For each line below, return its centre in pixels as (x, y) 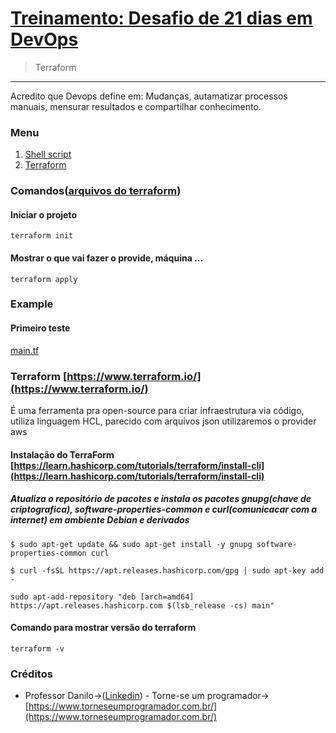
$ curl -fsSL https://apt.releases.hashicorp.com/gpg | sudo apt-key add (167, 570)
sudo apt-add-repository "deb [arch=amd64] (102, 597)
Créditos (31, 674)
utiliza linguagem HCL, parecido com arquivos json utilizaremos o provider (163, 421)
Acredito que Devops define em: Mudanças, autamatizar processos (149, 96)
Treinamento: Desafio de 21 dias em (161, 18)
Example (32, 304)
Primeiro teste (40, 328)
